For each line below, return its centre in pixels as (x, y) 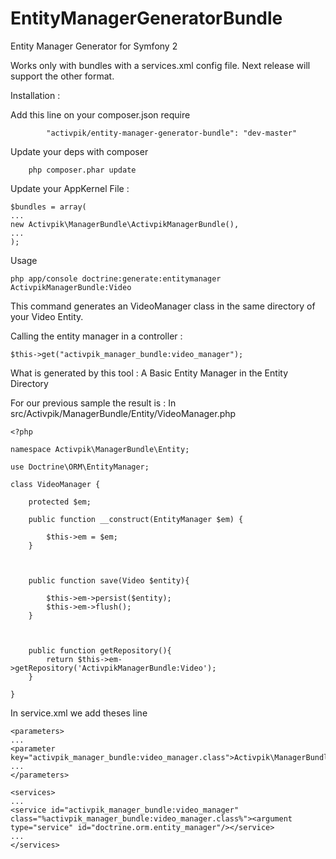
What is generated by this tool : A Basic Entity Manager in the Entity (149, 373)
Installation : (35, 95)
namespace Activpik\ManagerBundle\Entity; (100, 449)
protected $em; (60, 502)
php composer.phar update (82, 170)
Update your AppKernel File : (70, 188)
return (60, 659)
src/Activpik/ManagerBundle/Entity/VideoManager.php (123, 413)
